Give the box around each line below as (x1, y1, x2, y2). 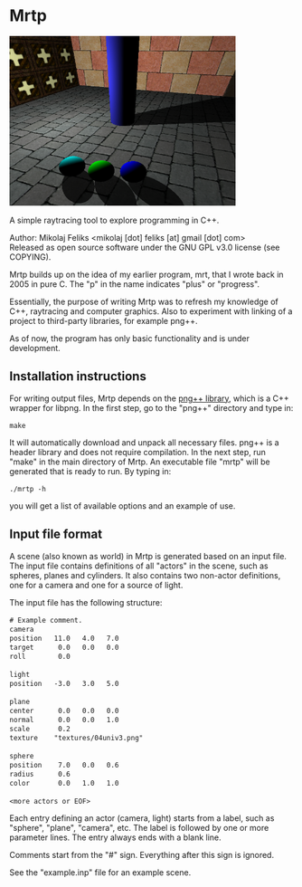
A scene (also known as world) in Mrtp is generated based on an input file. (9, 550, 288, 561)
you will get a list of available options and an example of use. (9, 500, 236, 511)
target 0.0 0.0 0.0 (9, 643, 119, 652)
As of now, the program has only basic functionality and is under (9, 332, 250, 344)
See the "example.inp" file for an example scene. (9, 866, 192, 878)
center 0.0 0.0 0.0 (9, 706, 119, 715)
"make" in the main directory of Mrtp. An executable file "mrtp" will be (9, 456, 270, 467)
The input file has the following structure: (9, 596, 163, 607)
